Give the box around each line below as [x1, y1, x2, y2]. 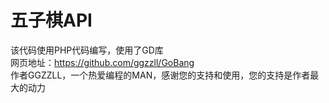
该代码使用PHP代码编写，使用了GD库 [10, 44, 164, 56]
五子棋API [10, 9, 93, 32]
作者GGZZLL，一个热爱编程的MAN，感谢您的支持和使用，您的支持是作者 [10, 69, 311, 81]
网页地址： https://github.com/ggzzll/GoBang [10, 56, 195, 68]
